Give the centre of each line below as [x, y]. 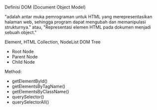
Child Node [23, 62]
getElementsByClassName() [40, 92]
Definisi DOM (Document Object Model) [45, 7]
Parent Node [25, 57]
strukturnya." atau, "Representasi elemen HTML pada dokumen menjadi [78, 27]
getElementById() [30, 81]
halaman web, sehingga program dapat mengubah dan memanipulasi [75, 22]
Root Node [23, 52]
